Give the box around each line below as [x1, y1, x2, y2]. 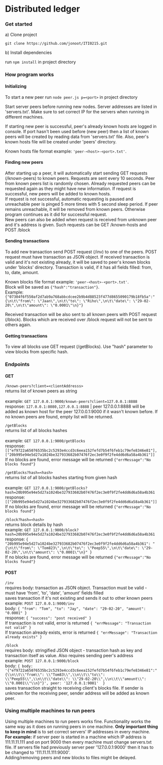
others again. [5, 322, 32, 328]
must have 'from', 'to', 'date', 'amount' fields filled [5, 590, 103, 596]
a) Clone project [5, 32, 37, 37]
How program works [5, 71, 54, 78]
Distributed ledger [5, 3, 80, 15]
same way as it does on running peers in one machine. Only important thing [5, 723, 158, 730]
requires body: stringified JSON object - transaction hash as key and [5, 647, 142, 653]
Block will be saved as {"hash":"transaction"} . [5, 284, 99, 290]
